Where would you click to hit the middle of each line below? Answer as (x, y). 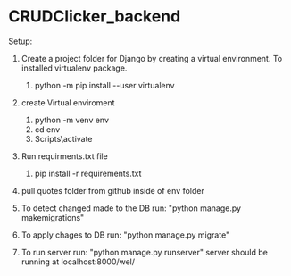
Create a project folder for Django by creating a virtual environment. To (152, 58)
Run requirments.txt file (64, 156)
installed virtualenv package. (74, 68)
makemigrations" (53, 217)
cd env (47, 129)
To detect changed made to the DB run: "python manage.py (131, 208)
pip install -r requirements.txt (88, 173)
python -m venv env (71, 120)
